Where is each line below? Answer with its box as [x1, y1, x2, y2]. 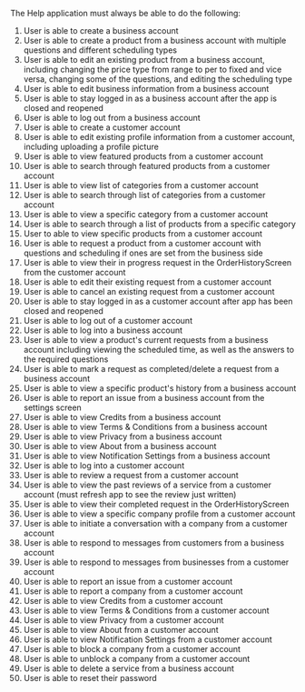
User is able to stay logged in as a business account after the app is [23, 93, 278, 104]
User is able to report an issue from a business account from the [23, 393, 265, 403]
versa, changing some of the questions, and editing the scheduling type [23, 74, 293, 85]
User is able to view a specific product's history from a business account [23, 383, 297, 394]
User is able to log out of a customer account [23, 316, 193, 326]
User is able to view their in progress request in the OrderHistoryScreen [23, 257, 292, 267]
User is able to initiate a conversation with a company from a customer [23, 518, 289, 528]
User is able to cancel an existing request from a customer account [23, 286, 275, 296]
